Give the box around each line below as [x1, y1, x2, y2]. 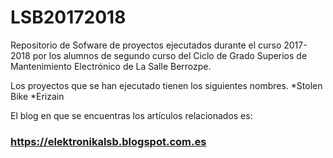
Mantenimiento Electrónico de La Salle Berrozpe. [10, 60, 212, 72]
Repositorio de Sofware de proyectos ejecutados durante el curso [10, 39, 282, 51]
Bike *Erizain [10, 90, 65, 102]
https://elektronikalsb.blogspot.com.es [10, 134, 207, 148]
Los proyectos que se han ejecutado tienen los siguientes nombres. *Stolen [10, 79, 323, 91]
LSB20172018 [10, 6, 127, 29]
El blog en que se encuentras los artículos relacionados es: [10, 109, 253, 121]
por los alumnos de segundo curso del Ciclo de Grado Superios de [32, 49, 308, 61]
